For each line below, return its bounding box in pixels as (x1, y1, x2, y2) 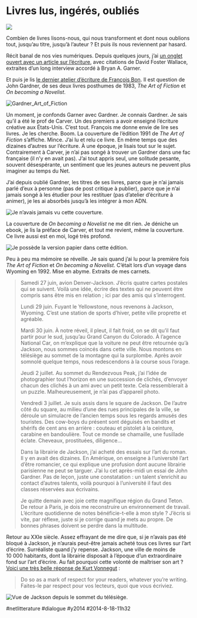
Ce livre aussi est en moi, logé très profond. (6, 232, 111, 239)
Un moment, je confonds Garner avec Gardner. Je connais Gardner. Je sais (6, 111, 188, 118)
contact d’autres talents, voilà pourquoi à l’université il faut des (20, 479, 172, 487)
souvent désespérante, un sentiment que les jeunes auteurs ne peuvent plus (6, 161, 191, 168)
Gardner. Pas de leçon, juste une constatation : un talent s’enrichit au (20, 473, 187, 480)
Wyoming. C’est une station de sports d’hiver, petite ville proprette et (20, 309, 186, 316)
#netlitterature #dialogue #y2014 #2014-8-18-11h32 (6, 605, 131, 612)
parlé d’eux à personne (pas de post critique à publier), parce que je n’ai (6, 185, 181, 192)
